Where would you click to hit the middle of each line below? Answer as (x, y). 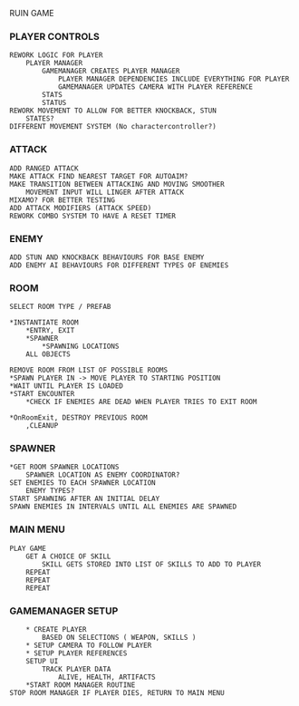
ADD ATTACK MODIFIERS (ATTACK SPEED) (81, 208)
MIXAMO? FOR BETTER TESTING (63, 200)
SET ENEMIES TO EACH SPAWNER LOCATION (82, 483)
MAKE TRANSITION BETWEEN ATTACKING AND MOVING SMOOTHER (117, 184)
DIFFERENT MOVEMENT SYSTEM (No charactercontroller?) (113, 127)
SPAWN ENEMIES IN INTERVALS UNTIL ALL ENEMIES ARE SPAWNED (123, 507)
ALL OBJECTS (48, 354)
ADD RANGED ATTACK (44, 168)
